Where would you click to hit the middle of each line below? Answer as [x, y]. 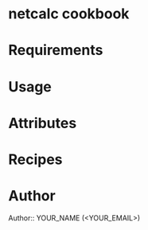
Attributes [43, 123]
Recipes [35, 159]
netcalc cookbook [69, 14]
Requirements [56, 51]
